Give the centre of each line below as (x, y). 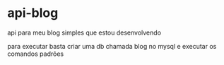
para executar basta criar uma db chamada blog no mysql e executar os (112, 46)
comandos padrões (36, 54)
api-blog (33, 13)
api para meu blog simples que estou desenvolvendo (84, 32)
